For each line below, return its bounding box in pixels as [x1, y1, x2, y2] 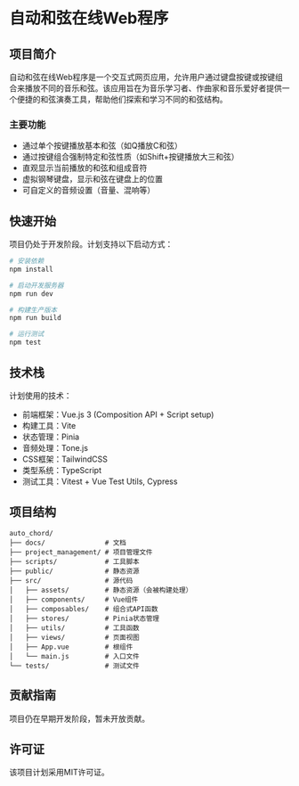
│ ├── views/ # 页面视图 [9, 633, 140, 642]
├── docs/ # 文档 [9, 538, 126, 547]
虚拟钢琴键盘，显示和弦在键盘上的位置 [21, 174, 163, 184]
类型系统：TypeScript [21, 464, 102, 475]
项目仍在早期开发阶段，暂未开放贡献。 [9, 713, 149, 724]
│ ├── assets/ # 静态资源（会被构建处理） [9, 585, 193, 594]
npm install [9, 265, 53, 274]
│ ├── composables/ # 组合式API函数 [9, 604, 158, 613]
